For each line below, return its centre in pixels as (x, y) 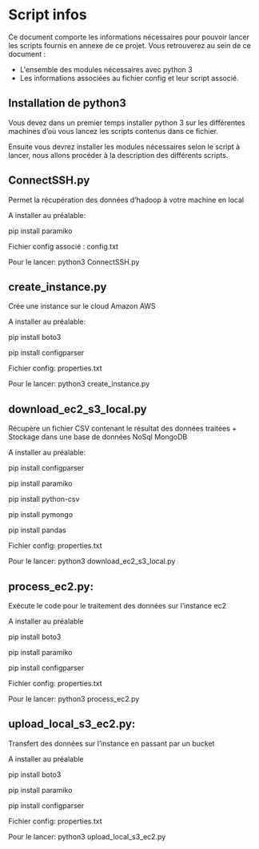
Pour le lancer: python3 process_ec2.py (74, 699)
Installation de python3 (67, 103)
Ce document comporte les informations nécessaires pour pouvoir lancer (129, 37)
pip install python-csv (44, 499)
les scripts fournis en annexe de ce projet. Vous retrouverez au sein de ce (130, 45)
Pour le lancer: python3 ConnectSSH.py (74, 261)
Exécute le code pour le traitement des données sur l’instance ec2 (117, 606)
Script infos (48, 15)
